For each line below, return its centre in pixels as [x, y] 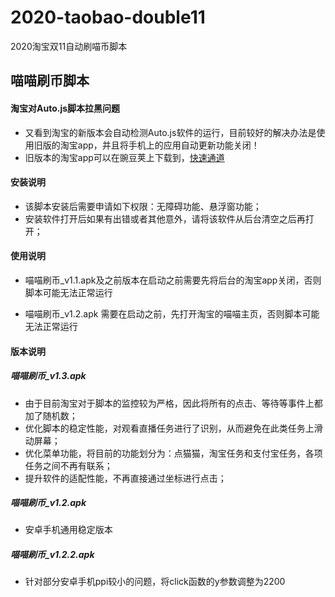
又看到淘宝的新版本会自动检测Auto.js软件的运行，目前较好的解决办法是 [170, 132]
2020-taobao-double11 [108, 17]
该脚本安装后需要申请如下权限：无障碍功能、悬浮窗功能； [143, 206]
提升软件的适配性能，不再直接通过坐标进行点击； [125, 478]
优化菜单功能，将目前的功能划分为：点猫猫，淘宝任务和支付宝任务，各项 [173, 453]
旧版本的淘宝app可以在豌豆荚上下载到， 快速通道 [124, 157]
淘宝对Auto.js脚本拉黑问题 [65, 108]
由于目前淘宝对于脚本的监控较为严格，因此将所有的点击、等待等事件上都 [173, 403]
